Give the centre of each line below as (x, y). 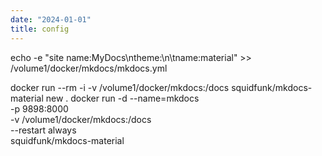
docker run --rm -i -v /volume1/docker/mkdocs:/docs (120, 87)
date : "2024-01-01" (51, 19)
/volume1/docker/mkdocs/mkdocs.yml (89, 68)
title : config (40, 29)
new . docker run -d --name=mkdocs (122, 98)
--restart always (43, 130)
